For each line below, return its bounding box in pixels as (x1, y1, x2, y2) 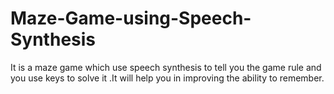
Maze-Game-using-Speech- (10, 7, 252, 30)
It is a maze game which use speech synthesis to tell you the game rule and (10, 61, 322, 73)
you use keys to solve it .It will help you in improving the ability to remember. (10, 72, 325, 84)
